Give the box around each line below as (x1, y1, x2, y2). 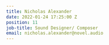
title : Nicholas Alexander (6, 8, 72, 15)
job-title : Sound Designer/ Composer (6, 25, 98, 31)
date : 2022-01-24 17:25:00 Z (6, 14, 77, 20)
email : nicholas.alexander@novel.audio (6, 30, 104, 36)
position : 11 (6, 19, 38, 25)
